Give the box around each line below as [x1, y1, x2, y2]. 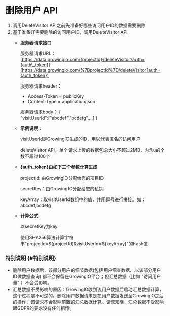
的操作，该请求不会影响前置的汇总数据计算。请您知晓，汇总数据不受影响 [12, 299, 164, 305]
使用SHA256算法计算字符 [20, 234, 74, 240]
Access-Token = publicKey [27, 93, 84, 99]
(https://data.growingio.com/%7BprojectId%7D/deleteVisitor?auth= [20, 67, 161, 73]
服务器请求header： [20, 82, 62, 89]
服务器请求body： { [20, 109, 61, 115]
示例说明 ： [20, 125, 43, 131]
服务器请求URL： [20, 50, 56, 56]
